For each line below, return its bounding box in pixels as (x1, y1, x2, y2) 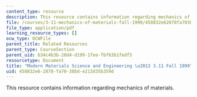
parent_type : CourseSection (6, 47, 75, 53)
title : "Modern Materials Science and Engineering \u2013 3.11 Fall (6, 63, 177, 69)
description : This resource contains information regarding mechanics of (6, 14, 191, 20)
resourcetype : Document (6, 57, 64, 63)
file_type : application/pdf (6, 25, 75, 31)
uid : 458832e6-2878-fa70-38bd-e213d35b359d (6, 68, 114, 74)
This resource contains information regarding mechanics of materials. (6, 84, 175, 91)
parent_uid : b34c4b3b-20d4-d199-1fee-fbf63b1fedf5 (6, 52, 133, 58)
